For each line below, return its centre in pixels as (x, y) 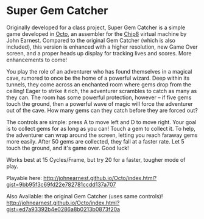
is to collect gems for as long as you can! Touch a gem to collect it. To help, (101, 128)
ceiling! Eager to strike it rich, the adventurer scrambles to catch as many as (102, 91)
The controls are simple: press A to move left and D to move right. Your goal (101, 122)
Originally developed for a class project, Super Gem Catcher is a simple (96, 27)
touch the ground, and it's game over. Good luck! (68, 148)
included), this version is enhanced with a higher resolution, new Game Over (102, 47)
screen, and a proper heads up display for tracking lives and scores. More (99, 53)
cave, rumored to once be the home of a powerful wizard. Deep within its (98, 78)
